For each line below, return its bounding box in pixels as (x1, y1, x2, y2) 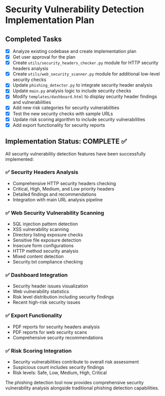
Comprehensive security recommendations (12, 334, 103, 340)
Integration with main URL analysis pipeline (12, 196, 103, 202)
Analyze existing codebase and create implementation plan (12, 48, 137, 54)
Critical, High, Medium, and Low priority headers (12, 186, 115, 192)
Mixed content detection (12, 253, 64, 259)
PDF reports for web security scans (12, 329, 87, 335)
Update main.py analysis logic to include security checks (12, 88, 131, 94)
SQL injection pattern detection (12, 221, 78, 227)
